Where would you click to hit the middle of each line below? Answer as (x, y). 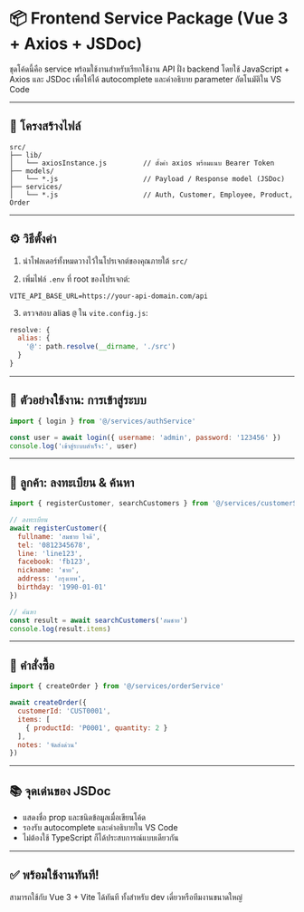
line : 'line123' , (50, 553)
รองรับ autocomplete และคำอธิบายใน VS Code (100, 828)
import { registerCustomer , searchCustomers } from (109, 504)
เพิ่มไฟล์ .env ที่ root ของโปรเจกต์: (76, 279)
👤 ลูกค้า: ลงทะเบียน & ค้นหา (72, 482)
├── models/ (32, 171)
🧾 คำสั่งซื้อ (32, 665)
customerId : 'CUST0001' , (64, 711)
